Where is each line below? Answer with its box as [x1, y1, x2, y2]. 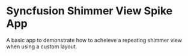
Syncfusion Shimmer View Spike [6, 4, 173, 18]
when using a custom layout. [6, 43, 77, 50]
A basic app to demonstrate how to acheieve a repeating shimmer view [6, 36, 182, 43]
